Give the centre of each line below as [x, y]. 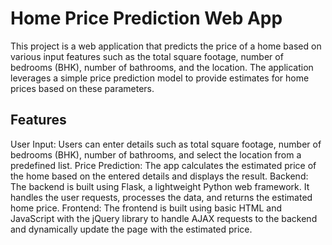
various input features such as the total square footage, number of [147, 56]
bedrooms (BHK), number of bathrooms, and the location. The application [162, 67]
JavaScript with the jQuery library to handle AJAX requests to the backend [164, 218]
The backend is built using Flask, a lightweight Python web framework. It [160, 186]
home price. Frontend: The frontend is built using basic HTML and [146, 208]
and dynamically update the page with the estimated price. [131, 229]
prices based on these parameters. [82, 88]
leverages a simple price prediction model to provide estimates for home [160, 78]
